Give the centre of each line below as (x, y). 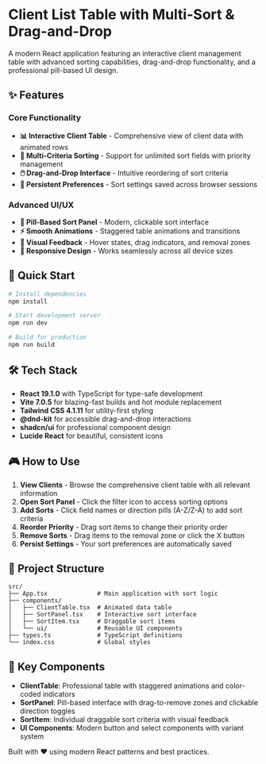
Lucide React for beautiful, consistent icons (91, 436)
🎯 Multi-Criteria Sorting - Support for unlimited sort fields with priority (135, 155)
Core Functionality (45, 118)
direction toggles (47, 711)
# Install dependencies (48, 294)
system (32, 736)
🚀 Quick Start (42, 276)
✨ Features (36, 96)
